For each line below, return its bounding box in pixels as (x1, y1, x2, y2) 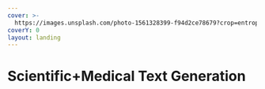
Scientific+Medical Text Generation (7, 68, 246, 85)
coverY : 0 (7, 26, 40, 34)
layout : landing (7, 33, 61, 42)
